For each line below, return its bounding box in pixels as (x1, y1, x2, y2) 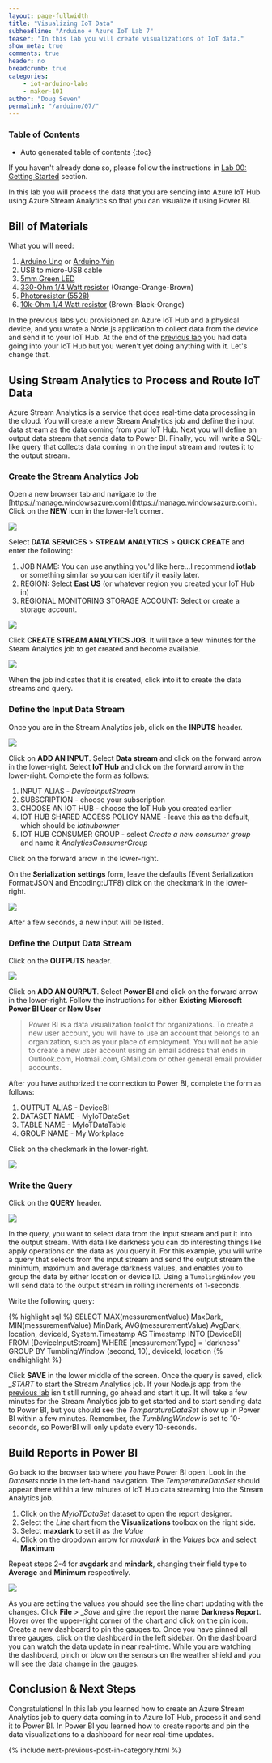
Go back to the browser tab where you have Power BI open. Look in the (8, 1467, 247, 1477)
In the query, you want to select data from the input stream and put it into (8, 1229, 253, 1239)
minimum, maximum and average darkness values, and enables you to (8, 1263, 243, 1273)
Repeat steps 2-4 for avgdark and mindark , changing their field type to (8, 1559, 247, 1569)
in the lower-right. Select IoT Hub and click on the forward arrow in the (8, 762, 244, 771)
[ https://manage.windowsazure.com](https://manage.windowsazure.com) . (8, 497, 257, 507)
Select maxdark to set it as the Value (19, 1526, 144, 1536)
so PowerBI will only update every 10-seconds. (40, 1423, 198, 1432)
